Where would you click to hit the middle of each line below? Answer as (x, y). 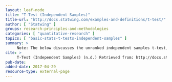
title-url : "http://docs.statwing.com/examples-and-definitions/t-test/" (86, 19)
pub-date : (16, 62)
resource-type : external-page (38, 72)
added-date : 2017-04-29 (31, 67)
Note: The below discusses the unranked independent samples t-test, (92, 48)
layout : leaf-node (25, 10)
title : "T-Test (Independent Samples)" (48, 15)
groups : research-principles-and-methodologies (57, 29)
